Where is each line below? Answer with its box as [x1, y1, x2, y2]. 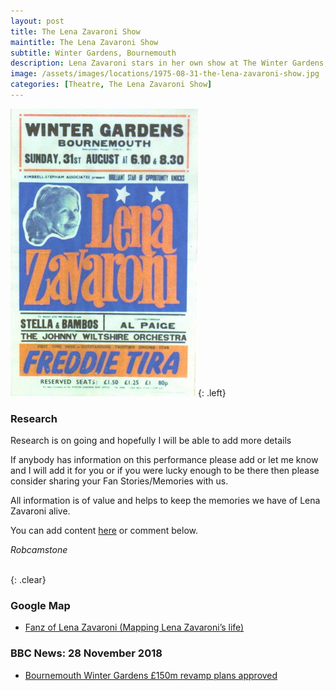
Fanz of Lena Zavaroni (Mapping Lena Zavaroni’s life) [24, 621, 245, 634]
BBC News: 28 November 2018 [10, 646, 163, 660]
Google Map [10, 599, 71, 613]
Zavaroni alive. [10, 505, 71, 517]
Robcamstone [10, 544, 68, 556]
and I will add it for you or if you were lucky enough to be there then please [10, 465, 320, 477]
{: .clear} [10, 574, 47, 586]
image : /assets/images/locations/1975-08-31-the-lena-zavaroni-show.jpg [10, 69, 320, 79]
